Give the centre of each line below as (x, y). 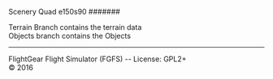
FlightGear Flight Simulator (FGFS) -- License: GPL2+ (97, 59)
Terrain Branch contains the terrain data (75, 27)
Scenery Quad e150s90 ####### (64, 12)
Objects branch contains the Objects (70, 36)
